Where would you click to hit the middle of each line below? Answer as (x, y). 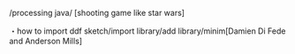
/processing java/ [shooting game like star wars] (97, 13)
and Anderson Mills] (45, 41)
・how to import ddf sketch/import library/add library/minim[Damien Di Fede (147, 31)
